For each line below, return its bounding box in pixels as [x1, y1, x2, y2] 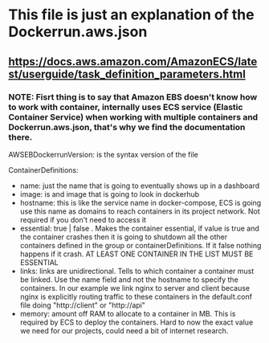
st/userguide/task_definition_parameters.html [8, 67, 247, 81]
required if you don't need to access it [19, 214, 147, 224]
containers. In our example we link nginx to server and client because [19, 283, 251, 292]
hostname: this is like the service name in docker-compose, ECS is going [19, 198, 262, 207]
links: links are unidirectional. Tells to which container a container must [19, 266, 255, 276]
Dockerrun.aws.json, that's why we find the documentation [8, 121, 246, 133]
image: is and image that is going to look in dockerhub [19, 189, 200, 198]
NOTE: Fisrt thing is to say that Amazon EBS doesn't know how [8, 91, 258, 102]
